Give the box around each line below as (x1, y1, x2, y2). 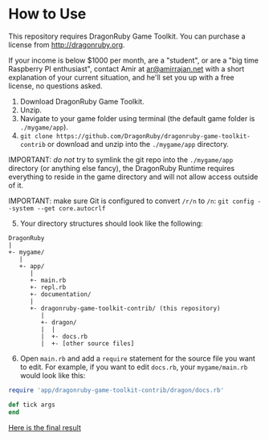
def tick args (8, 401, 56, 409)
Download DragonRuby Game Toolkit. (19, 96, 145, 106)
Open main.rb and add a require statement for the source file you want (19, 353, 255, 363)
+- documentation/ (29, 290, 92, 298)
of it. (8, 180, 24, 189)
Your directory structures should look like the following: (19, 218, 203, 228)
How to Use (8, 5, 87, 23)
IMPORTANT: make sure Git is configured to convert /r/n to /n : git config (8, 196, 255, 206)
